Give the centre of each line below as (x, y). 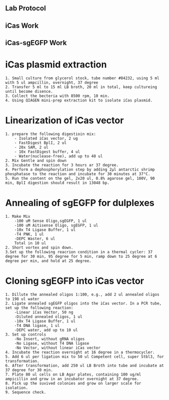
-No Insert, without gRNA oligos (50, 339)
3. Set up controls (26, 335)
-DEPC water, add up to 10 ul (46, 330)
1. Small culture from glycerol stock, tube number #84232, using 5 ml (82, 78)
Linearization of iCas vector (65, 121)
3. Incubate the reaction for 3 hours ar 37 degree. (62, 165)
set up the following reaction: (39, 308)
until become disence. (29, 92)
